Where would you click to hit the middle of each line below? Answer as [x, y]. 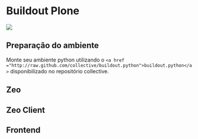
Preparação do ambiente [52, 46]
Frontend [23, 130]
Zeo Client [26, 110]
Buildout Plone [43, 11]
